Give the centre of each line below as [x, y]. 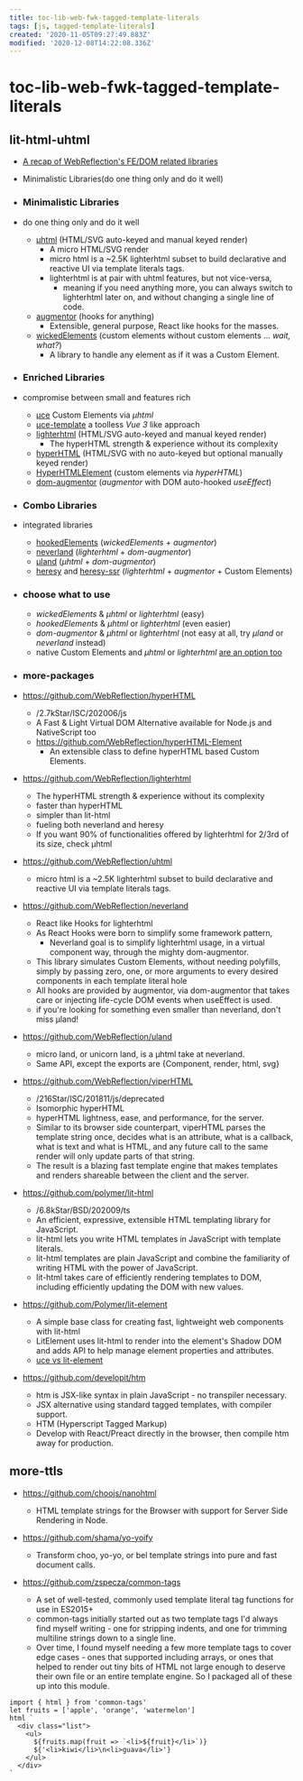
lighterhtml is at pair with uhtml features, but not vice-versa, [161, 278]
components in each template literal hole [111, 980]
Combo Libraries [60, 505]
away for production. [75, 1443]
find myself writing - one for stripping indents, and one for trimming [161, 1628]
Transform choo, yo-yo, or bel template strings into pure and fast [156, 1555]
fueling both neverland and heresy [100, 824]
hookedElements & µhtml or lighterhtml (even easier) [133, 624]
